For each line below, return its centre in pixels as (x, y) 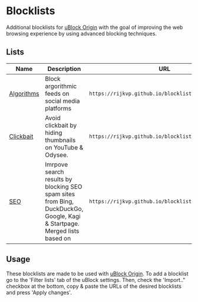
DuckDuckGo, (64, 209)
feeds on (57, 93)
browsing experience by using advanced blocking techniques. (82, 33)
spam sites (60, 194)
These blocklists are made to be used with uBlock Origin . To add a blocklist (97, 274)
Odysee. (57, 155)
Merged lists (62, 230)
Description (64, 69)
